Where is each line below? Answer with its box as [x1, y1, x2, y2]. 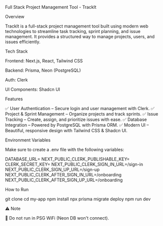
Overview [5, 14, 25, 19]
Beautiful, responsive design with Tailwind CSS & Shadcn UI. [5, 128, 128, 133]
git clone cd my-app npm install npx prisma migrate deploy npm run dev [5, 196, 151, 202]
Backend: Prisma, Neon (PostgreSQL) [5, 67, 81, 73]
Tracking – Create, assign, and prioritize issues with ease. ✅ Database [5, 116, 147, 122]
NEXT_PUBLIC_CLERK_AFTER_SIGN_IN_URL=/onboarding [5, 172, 122, 177]
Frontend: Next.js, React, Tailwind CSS [5, 58, 83, 63]
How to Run [5, 187, 29, 192]
